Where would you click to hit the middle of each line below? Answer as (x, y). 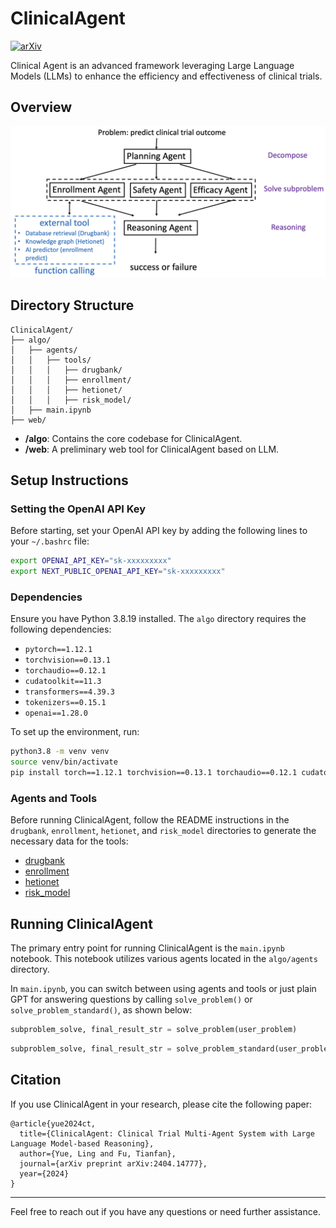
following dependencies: (61, 629)
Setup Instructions (69, 480)
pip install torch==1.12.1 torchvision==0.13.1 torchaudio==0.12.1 (154, 773)
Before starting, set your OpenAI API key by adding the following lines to (159, 531)
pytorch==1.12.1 (58, 650)
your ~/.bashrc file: (50, 541)
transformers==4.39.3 (69, 692)
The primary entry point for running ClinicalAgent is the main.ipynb (147, 948)
